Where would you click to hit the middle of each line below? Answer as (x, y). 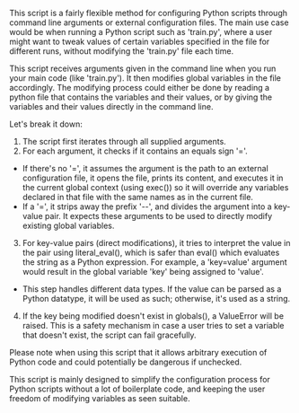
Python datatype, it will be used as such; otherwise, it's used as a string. (156, 299)
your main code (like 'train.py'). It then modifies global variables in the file (145, 78)
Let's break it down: (46, 124)
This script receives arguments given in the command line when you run (143, 68)
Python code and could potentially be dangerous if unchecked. (126, 362)
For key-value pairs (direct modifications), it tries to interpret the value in (156, 243)
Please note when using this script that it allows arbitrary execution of (138, 352)
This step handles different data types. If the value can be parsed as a (152, 289)
